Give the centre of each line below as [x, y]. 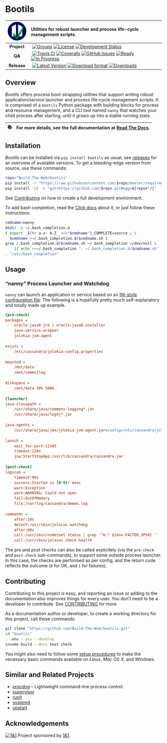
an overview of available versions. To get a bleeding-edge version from [78, 163]
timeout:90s [26, 477]
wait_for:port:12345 [35, 446]
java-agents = [20, 425]
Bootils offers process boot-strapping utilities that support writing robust [79, 94]
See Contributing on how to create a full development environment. [74, 198]
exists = [14, 346]
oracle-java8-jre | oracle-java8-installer [60, 325]
